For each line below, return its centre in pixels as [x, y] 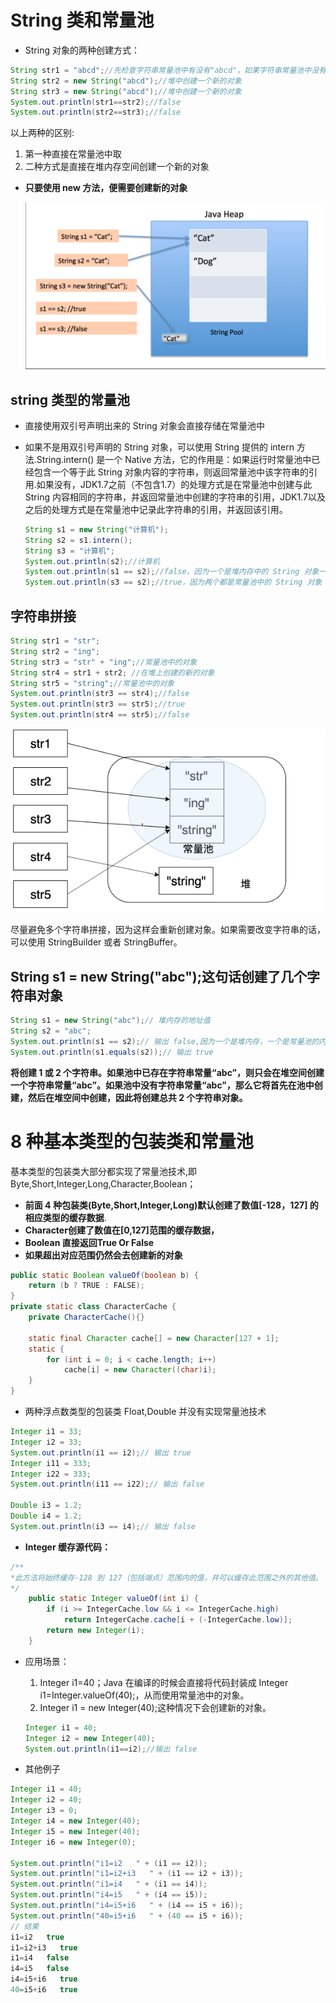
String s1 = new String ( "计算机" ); [96, 529]
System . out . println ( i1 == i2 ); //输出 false [111, 1749]
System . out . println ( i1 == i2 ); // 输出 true [101, 1452]
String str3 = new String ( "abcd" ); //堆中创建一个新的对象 [126, 91]
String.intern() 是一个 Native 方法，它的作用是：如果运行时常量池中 [174, 459]
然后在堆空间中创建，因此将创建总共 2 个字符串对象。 [137, 1097]
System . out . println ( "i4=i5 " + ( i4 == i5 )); [109, 1895]
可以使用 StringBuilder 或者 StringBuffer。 [96, 942]
